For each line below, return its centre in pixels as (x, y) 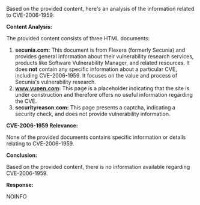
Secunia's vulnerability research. (55, 82)
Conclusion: (22, 155)
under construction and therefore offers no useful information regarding (104, 95)
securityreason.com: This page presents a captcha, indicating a (95, 107)
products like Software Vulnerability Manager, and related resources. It (102, 63)
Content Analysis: (29, 27)
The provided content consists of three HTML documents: (78, 38)
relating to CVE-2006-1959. (40, 143)
